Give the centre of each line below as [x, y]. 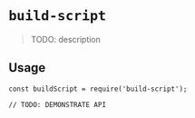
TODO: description [66, 39]
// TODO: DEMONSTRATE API [57, 104]
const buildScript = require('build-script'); [98, 89]
